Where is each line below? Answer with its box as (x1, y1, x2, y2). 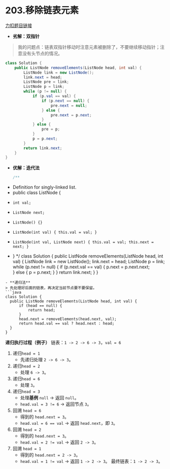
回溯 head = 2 (12, 426, 42, 432)
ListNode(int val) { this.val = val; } (12, 230, 97, 235)
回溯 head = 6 (12, 408, 42, 414)
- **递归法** (5, 280, 30, 285)
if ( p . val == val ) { (32, 93, 76, 99)
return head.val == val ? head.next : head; (18, 321, 115, 326)
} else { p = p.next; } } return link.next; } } (12, 269, 98, 275)
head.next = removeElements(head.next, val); (18, 317, 117, 322)
